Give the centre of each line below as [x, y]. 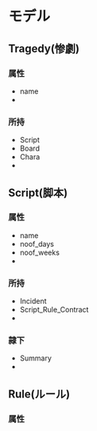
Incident [33, 301]
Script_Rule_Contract [54, 310]
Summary [35, 358]
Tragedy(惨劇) [44, 48]
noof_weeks [39, 252]
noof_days [37, 244]
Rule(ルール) [39, 394]
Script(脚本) [38, 193]
